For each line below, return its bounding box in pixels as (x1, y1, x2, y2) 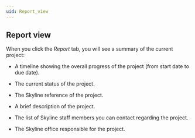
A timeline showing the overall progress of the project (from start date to (14, 63, 189, 70)
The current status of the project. (14, 80, 95, 87)
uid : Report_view (6, 8, 49, 15)
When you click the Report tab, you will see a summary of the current (6, 45, 173, 52)
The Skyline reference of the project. (14, 91, 104, 99)
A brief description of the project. (14, 103, 95, 110)
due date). (14, 69, 40, 76)
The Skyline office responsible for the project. (14, 126, 125, 133)
